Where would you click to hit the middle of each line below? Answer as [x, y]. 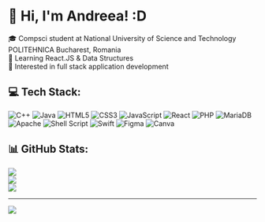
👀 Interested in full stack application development [88, 66]
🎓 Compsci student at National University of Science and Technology [122, 38]
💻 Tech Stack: [45, 92]
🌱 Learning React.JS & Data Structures [71, 57]
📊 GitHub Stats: [49, 149]
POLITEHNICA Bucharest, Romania [65, 50]
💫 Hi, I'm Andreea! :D [78, 16]
